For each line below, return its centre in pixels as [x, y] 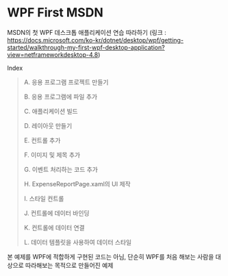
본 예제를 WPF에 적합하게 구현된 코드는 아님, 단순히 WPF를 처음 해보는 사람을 [111, 256]
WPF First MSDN [55, 13]
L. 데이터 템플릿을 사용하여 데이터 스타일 [78, 242]
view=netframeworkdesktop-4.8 [53, 54]
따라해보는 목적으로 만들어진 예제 [69, 265]
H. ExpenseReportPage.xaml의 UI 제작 [77, 184]
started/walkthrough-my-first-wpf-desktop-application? [86, 47]
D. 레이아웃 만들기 [48, 125]
